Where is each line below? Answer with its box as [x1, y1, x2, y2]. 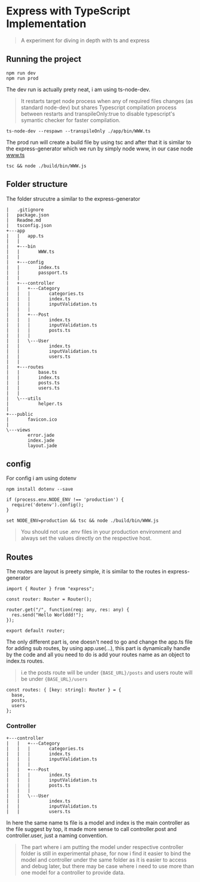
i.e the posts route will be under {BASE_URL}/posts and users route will [20, 669, 193, 676]
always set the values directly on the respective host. [20, 534, 152, 542]
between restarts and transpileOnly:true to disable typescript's [20, 110, 175, 117]
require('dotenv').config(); [11, 502, 84, 508]
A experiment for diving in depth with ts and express [20, 37, 150, 44]
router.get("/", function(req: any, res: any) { [6, 607, 130, 613]
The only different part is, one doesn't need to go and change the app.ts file [6, 638, 193, 645]
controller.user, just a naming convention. [6, 832, 108, 839]
